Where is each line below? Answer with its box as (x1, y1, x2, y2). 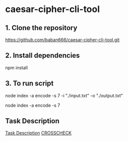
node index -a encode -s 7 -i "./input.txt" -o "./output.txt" (5, 92, 123, 98)
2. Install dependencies (5, 51, 80, 60)
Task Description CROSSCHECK (5, 130, 72, 136)
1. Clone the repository (5, 24, 78, 32)
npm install (5, 64, 28, 71)
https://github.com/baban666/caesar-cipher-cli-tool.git (5, 37, 119, 43)
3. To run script (5, 79, 54, 88)
